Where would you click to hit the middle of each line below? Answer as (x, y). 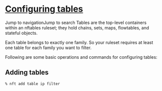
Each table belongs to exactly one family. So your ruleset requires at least (79, 42)
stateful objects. (21, 33)
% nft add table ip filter (33, 84)
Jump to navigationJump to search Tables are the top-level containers (76, 23)
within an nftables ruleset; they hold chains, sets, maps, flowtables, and (77, 27)
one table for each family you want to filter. (48, 47)
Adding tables (27, 73)
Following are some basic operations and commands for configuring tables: (81, 57)
